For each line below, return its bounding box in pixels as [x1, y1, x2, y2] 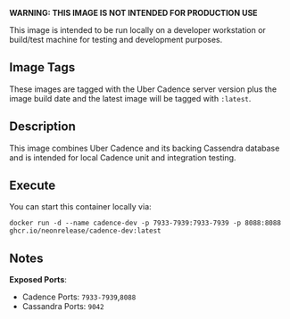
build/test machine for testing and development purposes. [9, 35, 223, 45]
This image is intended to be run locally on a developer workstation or [9, 25, 266, 35]
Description [9, 119, 76, 135]
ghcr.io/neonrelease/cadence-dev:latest [9, 226, 162, 235]
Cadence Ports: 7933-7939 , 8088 [21, 291, 137, 302]
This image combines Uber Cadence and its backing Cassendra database [9, 143, 280, 153]
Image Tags [9, 60, 76, 75]
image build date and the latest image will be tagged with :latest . [9, 93, 252, 103]
